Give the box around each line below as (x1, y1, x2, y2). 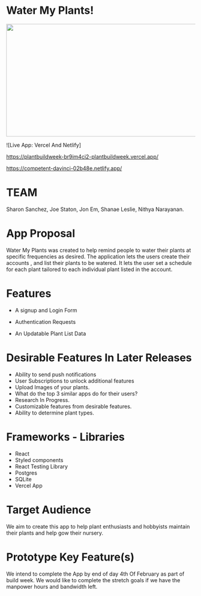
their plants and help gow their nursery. (6, 529, 104, 537)
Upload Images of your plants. (14, 383, 90, 391)
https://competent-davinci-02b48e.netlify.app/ (6, 165, 122, 172)
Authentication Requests (14, 318, 76, 325)
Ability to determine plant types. (14, 409, 94, 416)
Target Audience (6, 503, 91, 517)
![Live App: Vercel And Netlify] (6, 141, 82, 148)
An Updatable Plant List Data (14, 330, 86, 337)
